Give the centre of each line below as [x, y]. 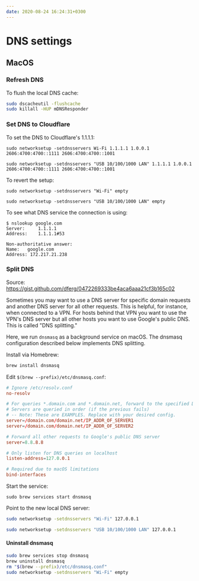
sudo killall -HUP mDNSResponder [47, 109]
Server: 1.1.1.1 [32, 228]
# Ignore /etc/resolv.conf [39, 388]
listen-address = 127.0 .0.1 [38, 459]
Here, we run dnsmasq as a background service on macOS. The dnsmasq [94, 337]
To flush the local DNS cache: [42, 93]
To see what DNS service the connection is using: [67, 212]
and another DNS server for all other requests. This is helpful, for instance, [97, 306]
